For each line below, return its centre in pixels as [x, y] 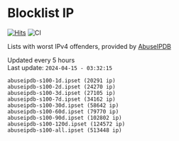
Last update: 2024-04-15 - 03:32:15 [60, 67]
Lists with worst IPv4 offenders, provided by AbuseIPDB [89, 46]
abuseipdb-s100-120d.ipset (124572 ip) [66, 124]
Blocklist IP [41, 13]
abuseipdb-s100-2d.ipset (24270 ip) [61, 86]
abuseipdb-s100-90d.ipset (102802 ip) [65, 118]
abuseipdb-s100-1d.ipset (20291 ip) [61, 80]
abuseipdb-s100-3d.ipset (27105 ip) [61, 93]
